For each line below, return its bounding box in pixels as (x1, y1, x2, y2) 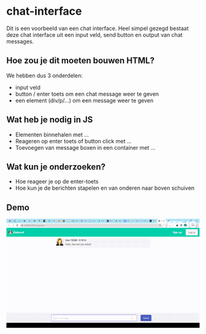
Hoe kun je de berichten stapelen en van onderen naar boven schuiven (15, 184, 195, 192)
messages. (6, 37, 34, 45)
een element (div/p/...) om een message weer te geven (15, 96, 154, 104)
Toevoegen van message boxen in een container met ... (15, 144, 156, 151)
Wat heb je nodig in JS (6, 115, 93, 125)
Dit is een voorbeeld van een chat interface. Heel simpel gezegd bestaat (6, 25, 189, 32)
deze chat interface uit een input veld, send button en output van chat (6, 31, 183, 38)
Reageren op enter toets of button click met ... (15, 137, 132, 145)
